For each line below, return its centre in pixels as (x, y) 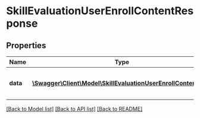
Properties (26, 45)
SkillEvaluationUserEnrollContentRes (100, 11)
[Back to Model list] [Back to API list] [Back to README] (74, 109)
